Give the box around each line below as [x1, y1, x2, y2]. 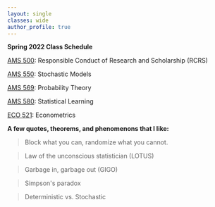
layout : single [7, 10, 52, 18]
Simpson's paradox [24, 179, 81, 187]
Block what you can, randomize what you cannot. [24, 138, 168, 146]
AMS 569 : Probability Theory [7, 84, 92, 92]
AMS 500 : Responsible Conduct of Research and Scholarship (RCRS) [7, 56, 208, 65]
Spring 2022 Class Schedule [7, 43, 93, 51]
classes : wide [7, 17, 49, 24]
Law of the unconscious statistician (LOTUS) [24, 152, 154, 161]
